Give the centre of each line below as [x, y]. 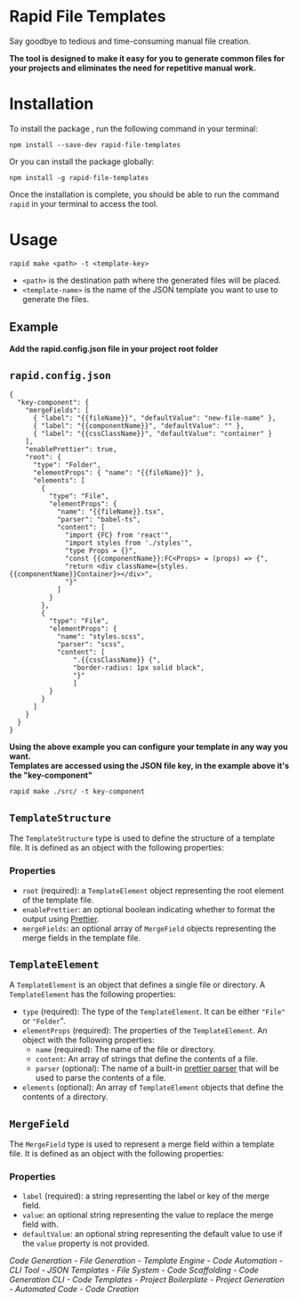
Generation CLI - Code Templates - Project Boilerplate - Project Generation [147, 1280]
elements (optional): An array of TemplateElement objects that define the [153, 1087]
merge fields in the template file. [81, 937]
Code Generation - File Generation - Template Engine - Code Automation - [146, 1261]
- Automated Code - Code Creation [74, 1289]
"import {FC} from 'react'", [119, 535]
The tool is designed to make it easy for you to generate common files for [147, 58]
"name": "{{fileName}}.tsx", [111, 512]
